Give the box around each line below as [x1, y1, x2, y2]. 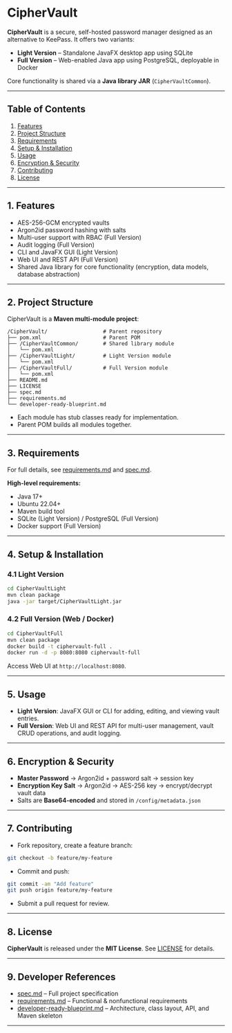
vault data [17, 788, 46, 797]
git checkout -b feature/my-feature [7, 854, 113, 861]
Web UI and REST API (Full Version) [17, 255, 119, 263]
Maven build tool [17, 507, 65, 516]
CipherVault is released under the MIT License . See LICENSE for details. [7, 944, 215, 953]
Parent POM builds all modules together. [17, 421, 133, 429]
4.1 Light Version [7, 569, 64, 579]
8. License [7, 926, 53, 937]
